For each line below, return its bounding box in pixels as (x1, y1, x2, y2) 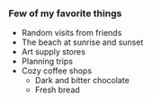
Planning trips (21, 56, 74, 67)
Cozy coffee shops (21, 65, 92, 76)
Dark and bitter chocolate (34, 75, 130, 86)
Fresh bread (34, 84, 80, 96)
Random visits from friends (21, 28, 122, 38)
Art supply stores (21, 47, 86, 57)
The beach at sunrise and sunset (21, 37, 144, 47)
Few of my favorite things (8, 7, 122, 20)
